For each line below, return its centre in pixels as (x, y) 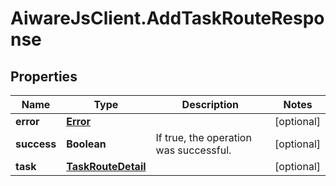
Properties (44, 76)
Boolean (86, 144)
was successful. (193, 150)
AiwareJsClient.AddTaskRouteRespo (167, 18)
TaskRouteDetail (106, 166)
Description (210, 104)
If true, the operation (203, 137)
